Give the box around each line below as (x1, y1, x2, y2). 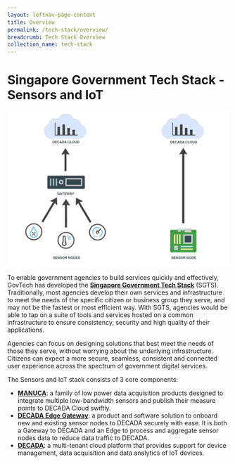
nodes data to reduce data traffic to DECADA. (17, 434, 150, 442)
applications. (7, 326, 44, 334)
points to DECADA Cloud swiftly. (17, 404, 111, 413)
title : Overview (7, 18, 55, 26)
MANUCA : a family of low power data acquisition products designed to (17, 389, 224, 397)
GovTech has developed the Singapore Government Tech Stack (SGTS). (7, 281, 220, 290)
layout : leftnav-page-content (7, 11, 96, 18)
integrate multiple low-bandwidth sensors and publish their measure (17, 397, 216, 405)
